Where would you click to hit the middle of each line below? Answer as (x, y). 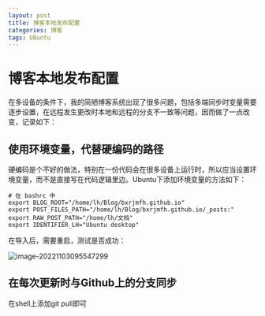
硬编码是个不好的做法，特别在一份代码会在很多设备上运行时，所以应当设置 (129, 169)
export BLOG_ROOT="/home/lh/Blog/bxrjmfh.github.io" (97, 203)
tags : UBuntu (30, 37)
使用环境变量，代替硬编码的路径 (86, 149)
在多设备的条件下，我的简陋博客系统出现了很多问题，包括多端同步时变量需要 (132, 102)
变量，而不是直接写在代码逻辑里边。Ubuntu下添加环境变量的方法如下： (131, 179)
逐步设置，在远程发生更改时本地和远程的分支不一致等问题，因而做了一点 (125, 112)
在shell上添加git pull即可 (47, 303)
